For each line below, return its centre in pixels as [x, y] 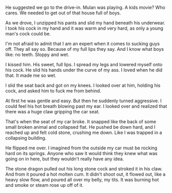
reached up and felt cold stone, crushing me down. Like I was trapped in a [84, 132]
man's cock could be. [28, 34]
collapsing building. [26, 138]
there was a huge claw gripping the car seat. [53, 112]
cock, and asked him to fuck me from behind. [53, 91]
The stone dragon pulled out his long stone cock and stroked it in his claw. [84, 169]
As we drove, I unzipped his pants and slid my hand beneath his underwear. [85, 23]
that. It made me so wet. [31, 75]
